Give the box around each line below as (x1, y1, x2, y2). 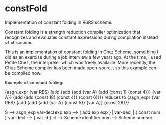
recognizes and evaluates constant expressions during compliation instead (5, 34, 158, 40)
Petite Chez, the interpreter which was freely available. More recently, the (5, 59, 155, 65)
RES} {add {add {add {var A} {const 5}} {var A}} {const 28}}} (5, 99, 129, 105)
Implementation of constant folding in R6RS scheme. (5, 19, 112, 25)
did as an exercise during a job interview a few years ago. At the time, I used (5, 54, 161, 60)
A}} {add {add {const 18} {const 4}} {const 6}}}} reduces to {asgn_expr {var (5, 94, 160, 100)
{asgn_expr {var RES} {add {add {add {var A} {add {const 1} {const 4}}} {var (5, 89, 161, 95)
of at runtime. (5, 39, 33, 45)
